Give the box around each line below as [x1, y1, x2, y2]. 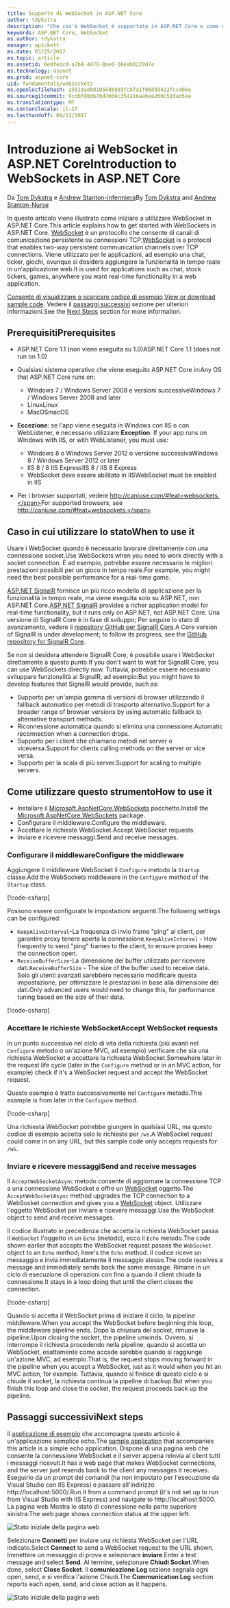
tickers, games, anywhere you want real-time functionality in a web [7, 272, 196, 280]
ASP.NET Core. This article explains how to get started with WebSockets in [7, 221, 216, 230]
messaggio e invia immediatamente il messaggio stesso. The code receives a [7, 1255, 223, 1264]
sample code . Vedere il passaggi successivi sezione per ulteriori [7, 299, 188, 308]
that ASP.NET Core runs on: [16, 373, 96, 381]
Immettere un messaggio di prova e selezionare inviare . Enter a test [7, 1550, 196, 1559]
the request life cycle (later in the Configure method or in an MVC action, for [7, 1061, 221, 1069]
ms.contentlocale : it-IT [7, 106, 78, 112]
